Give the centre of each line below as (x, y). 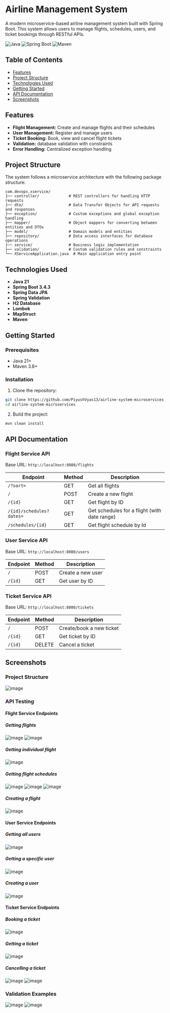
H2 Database (27, 303)
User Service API (27, 541)
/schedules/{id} (27, 525)
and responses (20, 210)
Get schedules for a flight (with (124, 511)
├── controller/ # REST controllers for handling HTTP (78, 196)
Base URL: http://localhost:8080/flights (50, 465)
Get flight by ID (106, 502)
